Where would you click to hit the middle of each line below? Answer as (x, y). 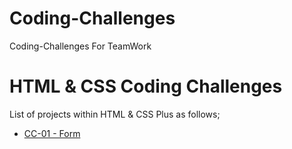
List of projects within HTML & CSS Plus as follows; (115, 114)
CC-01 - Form (52, 133)
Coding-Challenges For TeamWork (80, 46)
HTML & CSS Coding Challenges (146, 86)
